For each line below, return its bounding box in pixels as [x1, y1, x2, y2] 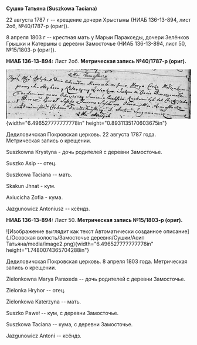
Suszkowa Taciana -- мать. [6, 171, 73, 178]
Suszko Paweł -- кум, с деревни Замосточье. [6, 310, 119, 317]
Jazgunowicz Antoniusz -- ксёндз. [6, 205, 90, 213]
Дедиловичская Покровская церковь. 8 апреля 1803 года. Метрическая [6, 258, 188, 265]
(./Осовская [6, 234, 36, 241]
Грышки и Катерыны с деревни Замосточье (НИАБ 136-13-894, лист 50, [6, 40, 186, 47]
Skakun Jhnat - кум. [6, 183, 56, 190]
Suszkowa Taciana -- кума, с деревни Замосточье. [6, 321, 133, 328]
